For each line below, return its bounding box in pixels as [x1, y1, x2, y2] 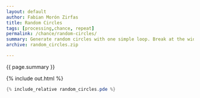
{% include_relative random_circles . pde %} [6, 86, 116, 92]
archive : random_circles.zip [6, 42, 79, 48]
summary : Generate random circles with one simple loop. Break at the [6, 36, 185, 42]
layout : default [6, 8, 46, 15]
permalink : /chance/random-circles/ [6, 31, 97, 37]
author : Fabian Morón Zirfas [6, 14, 79, 20]
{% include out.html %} [6, 75, 64, 82]
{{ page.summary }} [6, 63, 55, 70]
